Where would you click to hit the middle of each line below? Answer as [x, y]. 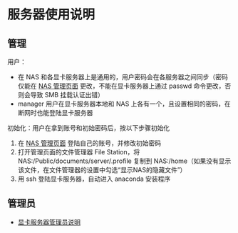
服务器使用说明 [51, 15]
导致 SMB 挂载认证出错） [67, 95]
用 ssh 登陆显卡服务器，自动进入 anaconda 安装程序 [94, 179]
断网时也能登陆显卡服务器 [55, 113]
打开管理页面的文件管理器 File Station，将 [79, 152]
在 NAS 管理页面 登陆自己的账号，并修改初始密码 [89, 143]
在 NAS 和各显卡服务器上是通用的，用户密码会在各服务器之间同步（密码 [123, 77]
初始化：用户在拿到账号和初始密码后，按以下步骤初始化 [88, 128]
